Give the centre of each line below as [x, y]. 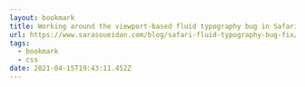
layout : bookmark [42, 18]
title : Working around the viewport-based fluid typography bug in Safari [154, 26]
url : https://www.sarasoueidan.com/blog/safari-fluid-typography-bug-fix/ [154, 34]
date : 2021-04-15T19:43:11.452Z [70, 69]
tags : [20, 43]
